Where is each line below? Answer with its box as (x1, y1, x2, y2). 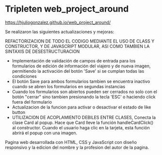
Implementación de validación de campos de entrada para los (12, 58, 136, 63)
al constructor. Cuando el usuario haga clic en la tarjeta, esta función (12, 124, 150, 130)
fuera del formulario (12, 99, 52, 105)
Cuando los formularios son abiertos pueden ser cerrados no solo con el (12, 89, 158, 94)
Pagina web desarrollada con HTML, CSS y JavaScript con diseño (5, 139, 137, 145)
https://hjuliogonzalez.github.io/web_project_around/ (5, 19, 111, 25)
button (12, 109, 26, 115)
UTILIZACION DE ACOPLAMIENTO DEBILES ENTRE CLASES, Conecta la (12, 114, 156, 120)
